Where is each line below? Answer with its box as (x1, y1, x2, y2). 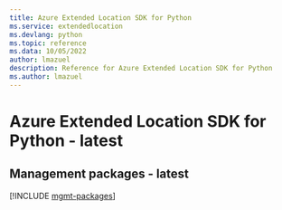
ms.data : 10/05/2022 (9, 47, 88, 56)
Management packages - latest (9, 167, 190, 182)
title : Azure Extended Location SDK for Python (9, 13, 193, 23)
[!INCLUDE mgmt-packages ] (9, 190, 116, 201)
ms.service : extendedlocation (9, 22, 124, 31)
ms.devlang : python (9, 30, 83, 39)
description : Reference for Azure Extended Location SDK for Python (9, 64, 273, 73)
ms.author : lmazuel (9, 72, 83, 81)
